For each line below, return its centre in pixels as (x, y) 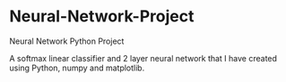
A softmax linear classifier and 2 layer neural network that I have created (143, 58)
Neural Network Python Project (67, 41)
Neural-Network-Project (102, 16)
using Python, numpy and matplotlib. (77, 68)
